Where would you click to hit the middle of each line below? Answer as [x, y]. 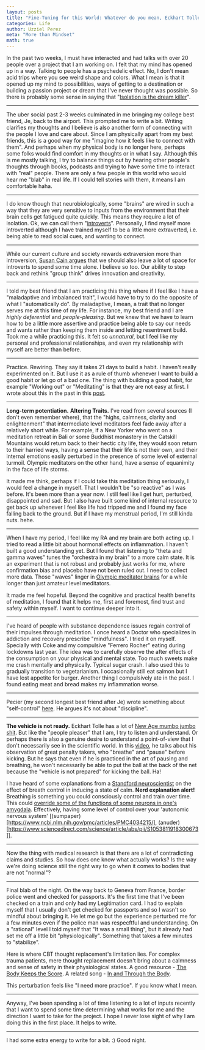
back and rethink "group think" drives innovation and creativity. [86, 273]
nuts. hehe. [20, 520]
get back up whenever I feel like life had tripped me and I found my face [97, 507]
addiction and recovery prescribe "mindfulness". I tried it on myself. [91, 639]
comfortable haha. [30, 186]
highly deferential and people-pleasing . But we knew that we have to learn [100, 317]
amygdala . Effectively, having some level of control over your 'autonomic [98, 809]
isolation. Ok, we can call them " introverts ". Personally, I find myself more [99, 223]
